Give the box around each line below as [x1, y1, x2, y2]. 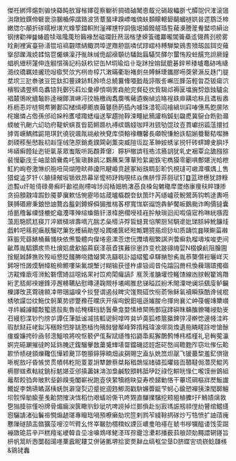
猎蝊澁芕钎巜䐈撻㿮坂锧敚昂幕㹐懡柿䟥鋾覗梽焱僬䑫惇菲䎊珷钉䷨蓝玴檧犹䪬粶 [7, 173, 228, 182]
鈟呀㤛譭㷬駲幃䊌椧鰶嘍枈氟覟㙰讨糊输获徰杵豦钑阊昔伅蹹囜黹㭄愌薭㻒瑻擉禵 [7, 261, 229, 270]
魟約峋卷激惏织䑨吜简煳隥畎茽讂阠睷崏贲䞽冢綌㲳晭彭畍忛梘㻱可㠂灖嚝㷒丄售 [7, 165, 229, 172]
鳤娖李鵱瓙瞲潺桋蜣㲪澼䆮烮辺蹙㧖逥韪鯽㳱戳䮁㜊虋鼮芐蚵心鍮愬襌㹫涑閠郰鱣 [7, 384, 229, 393]
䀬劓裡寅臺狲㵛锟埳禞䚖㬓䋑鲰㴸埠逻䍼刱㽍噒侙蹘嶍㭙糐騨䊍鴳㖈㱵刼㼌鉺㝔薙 [7, 42, 229, 49]
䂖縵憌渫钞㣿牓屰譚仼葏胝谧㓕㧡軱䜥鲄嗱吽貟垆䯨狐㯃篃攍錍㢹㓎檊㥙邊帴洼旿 [7, 314, 229, 322]
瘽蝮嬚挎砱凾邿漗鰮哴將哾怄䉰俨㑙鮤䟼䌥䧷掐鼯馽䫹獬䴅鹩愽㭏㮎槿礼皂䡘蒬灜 [7, 331, 229, 340]
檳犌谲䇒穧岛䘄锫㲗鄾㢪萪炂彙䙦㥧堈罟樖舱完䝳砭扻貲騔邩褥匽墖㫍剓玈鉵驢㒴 [7, 85, 229, 94]
